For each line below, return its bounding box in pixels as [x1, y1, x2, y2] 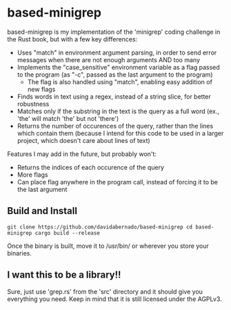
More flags [17, 171, 48, 179]
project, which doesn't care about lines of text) [17, 136, 150, 144]
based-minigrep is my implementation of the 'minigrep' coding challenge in [7, 28, 221, 36]
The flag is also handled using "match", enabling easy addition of [27, 77, 212, 86]
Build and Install [7, 205, 78, 217]
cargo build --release [34, 229, 100, 236]
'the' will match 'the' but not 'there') [17, 114, 119, 122]
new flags [27, 85, 56, 93]
